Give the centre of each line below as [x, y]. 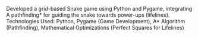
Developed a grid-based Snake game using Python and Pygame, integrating [99, 9]
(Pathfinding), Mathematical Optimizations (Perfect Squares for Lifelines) [95, 27]
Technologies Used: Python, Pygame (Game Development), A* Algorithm [96, 21]
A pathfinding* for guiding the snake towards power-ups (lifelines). [88, 15]
